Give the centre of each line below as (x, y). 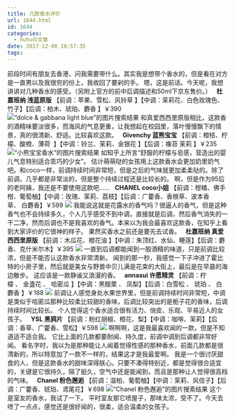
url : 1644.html (29, 20)
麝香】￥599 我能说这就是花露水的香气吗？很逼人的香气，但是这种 (127, 205)
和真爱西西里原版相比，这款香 (184, 117)
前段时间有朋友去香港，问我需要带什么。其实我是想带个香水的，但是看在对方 (117, 74)
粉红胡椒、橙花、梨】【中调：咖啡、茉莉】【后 (153, 319)
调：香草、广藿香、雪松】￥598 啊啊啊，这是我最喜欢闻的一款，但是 (110, 327)
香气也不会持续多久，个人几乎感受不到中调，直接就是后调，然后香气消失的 (114, 214)
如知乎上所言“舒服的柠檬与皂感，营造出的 (161, 152)
